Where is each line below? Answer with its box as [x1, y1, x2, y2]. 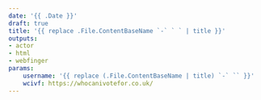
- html [8, 49, 31, 57]
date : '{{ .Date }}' [8, 11, 78, 20]
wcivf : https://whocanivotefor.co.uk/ [23, 79, 154, 87]
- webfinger [8, 57, 48, 65]
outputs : [8, 34, 38, 43]
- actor [8, 42, 35, 50]
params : [8, 65, 35, 73]
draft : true [8, 19, 48, 27]
